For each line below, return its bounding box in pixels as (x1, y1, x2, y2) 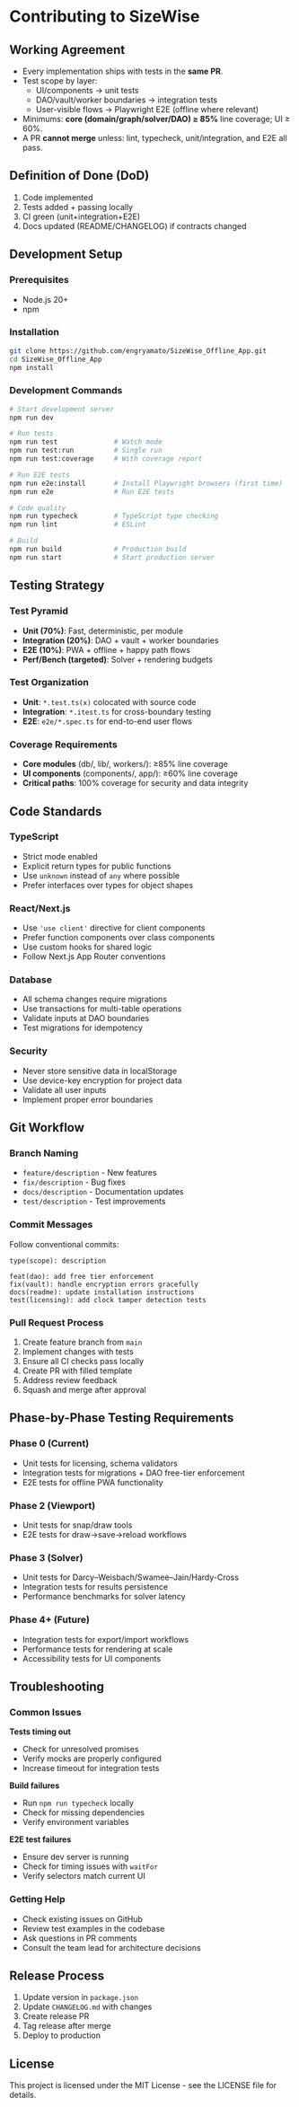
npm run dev (9, 413, 54, 422)
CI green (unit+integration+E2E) (22, 211, 141, 222)
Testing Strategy (9, 577, 105, 594)
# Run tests (9, 429, 54, 438)
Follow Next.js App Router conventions (22, 951, 166, 962)
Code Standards (9, 804, 102, 819)
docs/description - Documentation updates (22, 1186, 184, 1197)
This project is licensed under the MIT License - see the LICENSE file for (9, 2080, 277, 2091)
